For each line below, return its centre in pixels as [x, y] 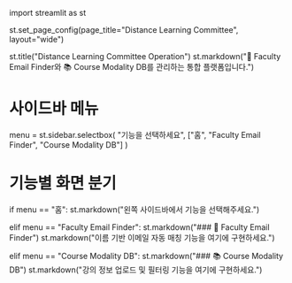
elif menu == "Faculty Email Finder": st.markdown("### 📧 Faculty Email [139, 227]
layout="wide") [37, 39]
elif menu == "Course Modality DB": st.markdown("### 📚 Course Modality [146, 256]
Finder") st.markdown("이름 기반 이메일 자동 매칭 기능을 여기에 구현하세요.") [142, 237]
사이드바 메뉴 [54, 109]
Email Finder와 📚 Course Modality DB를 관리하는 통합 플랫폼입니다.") [132, 67]
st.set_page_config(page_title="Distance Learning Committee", [124, 30]
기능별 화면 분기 [63, 184]
